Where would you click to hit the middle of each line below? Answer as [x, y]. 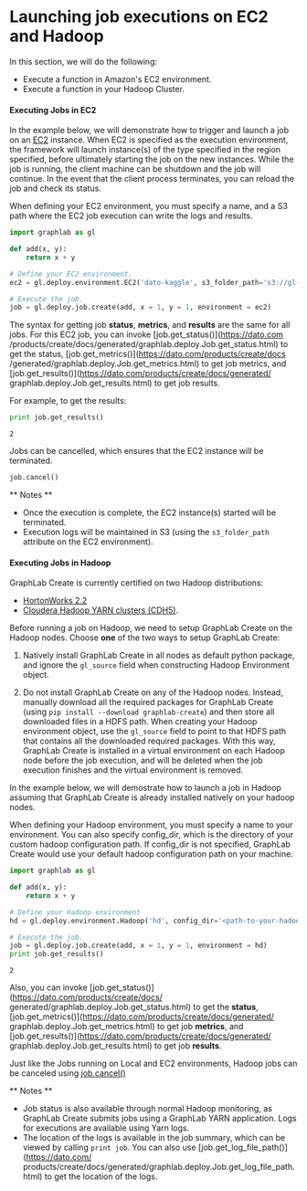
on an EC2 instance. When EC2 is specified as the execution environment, [149, 140]
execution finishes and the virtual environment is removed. [133, 770]
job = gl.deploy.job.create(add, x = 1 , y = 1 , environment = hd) [138, 946]
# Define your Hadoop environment [75, 912]
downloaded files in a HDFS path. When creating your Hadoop [140, 722]
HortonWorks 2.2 [55, 601]
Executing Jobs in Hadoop [60, 563]
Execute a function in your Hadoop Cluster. [104, 89]
